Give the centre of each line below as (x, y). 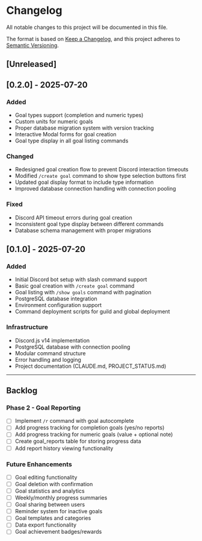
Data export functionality (46, 525)
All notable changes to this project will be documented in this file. (87, 27)
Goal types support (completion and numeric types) (79, 115)
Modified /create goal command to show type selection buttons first (100, 176)
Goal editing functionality (46, 477)
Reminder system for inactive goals (59, 511)
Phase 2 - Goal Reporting (44, 408)
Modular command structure (50, 353)
